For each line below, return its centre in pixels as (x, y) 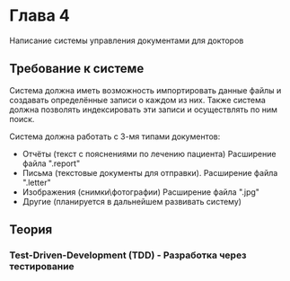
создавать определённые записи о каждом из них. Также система (138, 100)
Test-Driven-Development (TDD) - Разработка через (128, 255)
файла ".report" (51, 163)
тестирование (42, 267)
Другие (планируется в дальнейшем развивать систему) (132, 201)
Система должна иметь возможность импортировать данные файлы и (145, 90)
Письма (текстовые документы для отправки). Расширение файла (150, 172)
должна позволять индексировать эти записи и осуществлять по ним (144, 110)
